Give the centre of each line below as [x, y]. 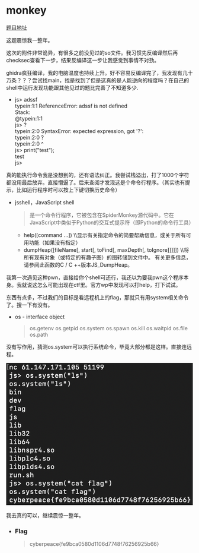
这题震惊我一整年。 [30, 40]
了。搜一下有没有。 [30, 305]
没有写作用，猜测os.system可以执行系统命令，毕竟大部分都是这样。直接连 [97, 347]
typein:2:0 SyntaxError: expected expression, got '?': [79, 131]
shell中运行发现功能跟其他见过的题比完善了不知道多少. [72, 87]
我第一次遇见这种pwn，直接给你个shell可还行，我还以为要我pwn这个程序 [95, 277]
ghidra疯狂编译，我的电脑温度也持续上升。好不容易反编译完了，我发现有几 [97, 72]
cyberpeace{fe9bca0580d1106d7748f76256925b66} [94, 544]
